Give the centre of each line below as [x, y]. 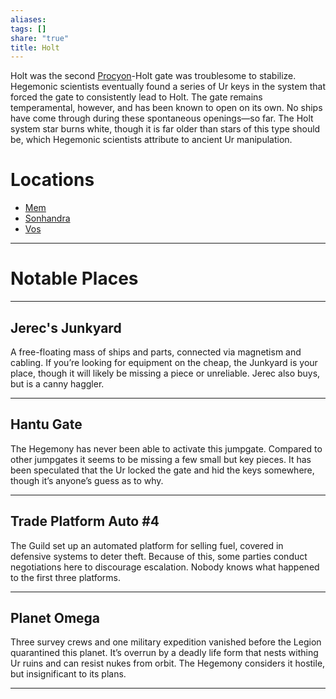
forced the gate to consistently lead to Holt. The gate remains [136, 97]
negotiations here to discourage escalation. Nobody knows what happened [165, 567]
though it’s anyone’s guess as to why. [87, 480]
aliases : [28, 19]
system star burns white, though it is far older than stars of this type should [165, 129]
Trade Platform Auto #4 [85, 521]
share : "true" [40, 38]
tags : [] [28, 29]
